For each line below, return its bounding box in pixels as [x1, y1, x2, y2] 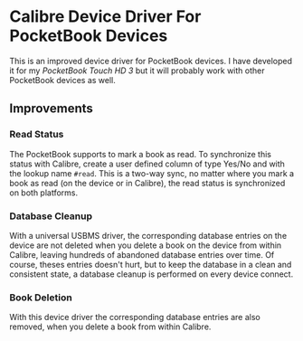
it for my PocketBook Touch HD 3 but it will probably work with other [9, 65, 265, 76]
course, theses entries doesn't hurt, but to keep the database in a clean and [9, 259, 292, 270]
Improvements [9, 101, 93, 117]
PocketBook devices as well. [9, 74, 116, 85]
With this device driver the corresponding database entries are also [9, 312, 260, 323]
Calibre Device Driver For [9, 6, 202, 27]
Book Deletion [9, 291, 72, 304]
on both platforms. [9, 187, 79, 198]
